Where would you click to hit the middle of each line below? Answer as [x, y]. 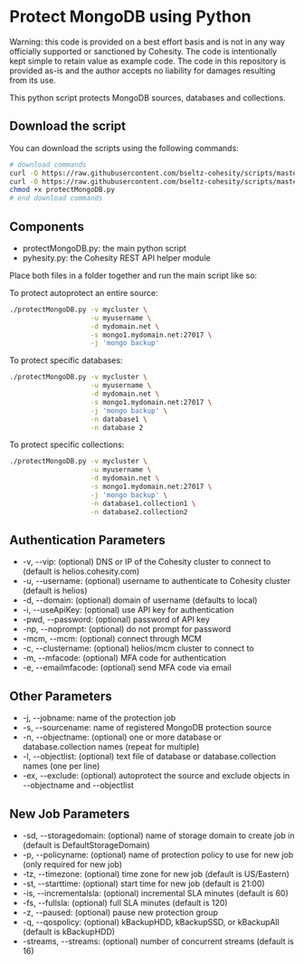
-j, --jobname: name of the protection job [99, 718]
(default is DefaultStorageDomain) [86, 845]
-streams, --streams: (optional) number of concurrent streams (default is [158, 941]
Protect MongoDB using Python [130, 17]
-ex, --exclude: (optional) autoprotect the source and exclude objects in [156, 776]
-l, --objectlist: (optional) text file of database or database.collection [149, 757]
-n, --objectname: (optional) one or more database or [122, 737]
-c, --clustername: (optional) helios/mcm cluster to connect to [138, 648]
